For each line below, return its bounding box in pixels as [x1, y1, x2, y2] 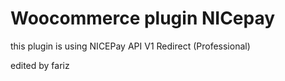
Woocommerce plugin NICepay [10, 7, 276, 30]
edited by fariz [10, 59, 70, 71]
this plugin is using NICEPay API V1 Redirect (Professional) [10, 40, 251, 52]
